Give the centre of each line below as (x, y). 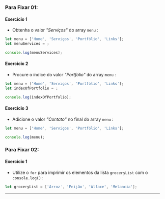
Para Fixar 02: (22, 150)
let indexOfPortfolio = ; (31, 88)
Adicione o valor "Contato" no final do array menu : (63, 119)
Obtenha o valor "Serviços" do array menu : (55, 30)
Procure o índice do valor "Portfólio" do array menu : (64, 74)
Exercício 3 (17, 108)
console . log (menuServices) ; (34, 52)
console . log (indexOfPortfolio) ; (38, 97)
